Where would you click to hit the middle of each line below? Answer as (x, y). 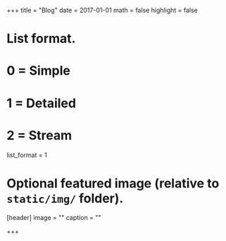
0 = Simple (39, 71)
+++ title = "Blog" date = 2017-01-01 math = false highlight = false (102, 10)
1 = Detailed (42, 103)
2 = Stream (39, 135)
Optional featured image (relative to (113, 183)
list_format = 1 (27, 155)
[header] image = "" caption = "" (54, 218)
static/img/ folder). (65, 198)
